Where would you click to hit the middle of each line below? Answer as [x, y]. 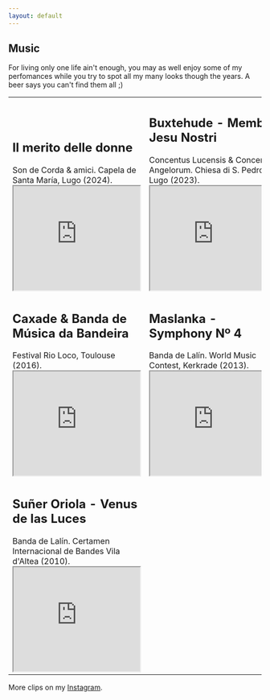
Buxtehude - [187, 123]
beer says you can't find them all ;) [66, 85]
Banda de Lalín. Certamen [61, 541]
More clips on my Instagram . [55, 687]
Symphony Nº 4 [196, 333]
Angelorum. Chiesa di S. [194, 170]
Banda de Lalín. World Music [203, 355]
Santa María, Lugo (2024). [62, 180]
